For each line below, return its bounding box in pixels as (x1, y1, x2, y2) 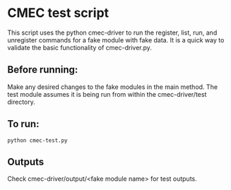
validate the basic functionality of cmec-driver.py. (7, 43, 152, 52)
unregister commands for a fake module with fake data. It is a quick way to (7, 35, 225, 44)
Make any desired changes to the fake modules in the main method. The (7, 83, 218, 91)
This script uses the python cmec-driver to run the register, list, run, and (7, 28, 218, 37)
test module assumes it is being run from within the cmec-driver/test (7, 90, 207, 98)
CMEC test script (7, 5, 109, 21)
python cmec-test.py (7, 136, 69, 144)
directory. (7, 97, 35, 106)
